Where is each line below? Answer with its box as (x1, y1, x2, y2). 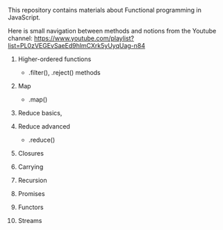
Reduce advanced (17, 122, 70, 131)
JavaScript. (8, 13, 41, 22)
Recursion (17, 176, 47, 184)
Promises (17, 190, 45, 197)
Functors (17, 203, 44, 211)
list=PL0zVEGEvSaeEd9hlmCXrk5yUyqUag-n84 (8, 42, 145, 49)
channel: (8, 34, 33, 42)
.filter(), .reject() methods (28, 69, 101, 76)
